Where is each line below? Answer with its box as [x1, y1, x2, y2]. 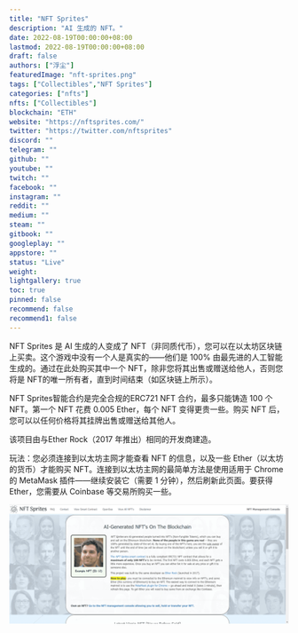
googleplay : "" [9, 239, 66, 248]
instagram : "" [9, 192, 62, 202]
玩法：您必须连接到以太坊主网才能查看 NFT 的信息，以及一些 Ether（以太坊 [9, 453, 284, 463]
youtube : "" [9, 164, 53, 173]
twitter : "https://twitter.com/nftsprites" [9, 127, 173, 136]
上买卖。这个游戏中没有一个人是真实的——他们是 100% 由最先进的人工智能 [9, 352, 283, 362]
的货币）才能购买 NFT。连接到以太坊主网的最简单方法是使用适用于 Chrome [9, 463, 284, 474]
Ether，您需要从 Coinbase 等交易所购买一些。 [9, 486, 176, 496]
